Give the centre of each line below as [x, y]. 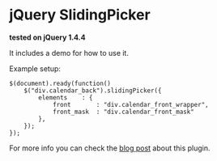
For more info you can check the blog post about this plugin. [110, 148]
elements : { [66, 97]
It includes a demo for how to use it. [69, 53]
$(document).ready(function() [60, 83]
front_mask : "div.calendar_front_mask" [123, 112]
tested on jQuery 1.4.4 [47, 37]
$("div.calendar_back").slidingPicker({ [93, 91]
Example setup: [35, 68]
